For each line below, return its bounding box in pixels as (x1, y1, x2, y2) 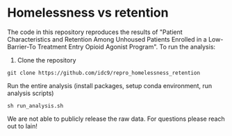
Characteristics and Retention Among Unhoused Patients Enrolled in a (7, 35, 207, 43)
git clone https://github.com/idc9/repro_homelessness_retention (7, 69, 200, 76)
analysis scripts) (7, 89, 54, 97)
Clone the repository (17, 56, 76, 64)
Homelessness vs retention (7, 5, 169, 21)
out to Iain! (7, 121, 38, 130)
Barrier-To (7, 42, 36, 51)
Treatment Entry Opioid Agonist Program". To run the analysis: (37, 42, 216, 51)
